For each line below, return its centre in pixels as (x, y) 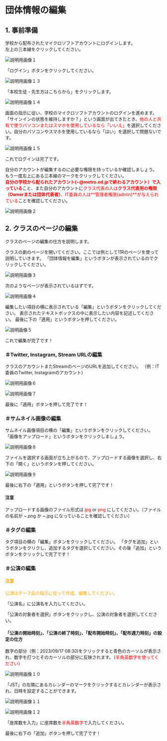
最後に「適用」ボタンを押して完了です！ (46, 405)
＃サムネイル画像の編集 (33, 419)
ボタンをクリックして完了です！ (38, 554)
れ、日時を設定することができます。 (42, 691)
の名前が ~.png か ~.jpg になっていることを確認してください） (69, 516)
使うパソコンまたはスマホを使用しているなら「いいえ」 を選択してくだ (85, 125)
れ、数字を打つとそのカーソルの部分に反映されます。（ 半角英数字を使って (80, 657)
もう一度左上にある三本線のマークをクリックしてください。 (66, 176)
